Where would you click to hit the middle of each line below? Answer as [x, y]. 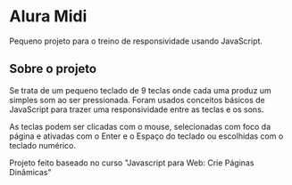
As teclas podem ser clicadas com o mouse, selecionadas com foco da [140, 126]
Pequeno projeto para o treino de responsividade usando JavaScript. [136, 41]
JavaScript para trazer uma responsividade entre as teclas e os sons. [137, 109]
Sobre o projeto [53, 69]
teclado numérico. [42, 145]
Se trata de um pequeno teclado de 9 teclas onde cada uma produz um [141, 90]
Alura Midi [48, 16]
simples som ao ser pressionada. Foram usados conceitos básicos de [137, 100]
